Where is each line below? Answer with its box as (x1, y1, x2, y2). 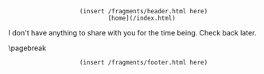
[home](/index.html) (107, 14, 177, 22)
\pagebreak (8, 43, 46, 53)
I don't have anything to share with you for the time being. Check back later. (8, 28, 257, 37)
